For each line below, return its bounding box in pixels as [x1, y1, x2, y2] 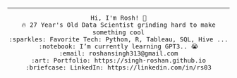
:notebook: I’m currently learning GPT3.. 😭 [38, 43, 199, 50]
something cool [92, 29, 145, 36]
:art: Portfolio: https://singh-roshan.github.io [30, 57, 207, 64]
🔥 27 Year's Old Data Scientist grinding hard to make [20, 21, 217, 29]
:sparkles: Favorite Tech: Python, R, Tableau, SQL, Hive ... [8, 36, 229, 43]
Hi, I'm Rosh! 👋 [90, 14, 147, 22]
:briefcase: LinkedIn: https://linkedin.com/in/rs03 [25, 64, 212, 71]
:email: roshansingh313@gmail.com [59, 50, 178, 57]
